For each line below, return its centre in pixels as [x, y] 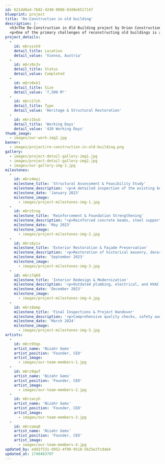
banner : [13, 143]
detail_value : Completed [39, 74]
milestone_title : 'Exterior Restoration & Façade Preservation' [81, 248]
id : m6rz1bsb [27, 119]
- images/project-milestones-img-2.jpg [59, 234]
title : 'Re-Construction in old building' [49, 19]
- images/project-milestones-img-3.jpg [59, 266]
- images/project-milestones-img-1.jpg [59, 202]
